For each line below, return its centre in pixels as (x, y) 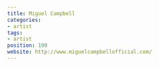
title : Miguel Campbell (41, 13)
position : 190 (28, 45)
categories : (24, 20)
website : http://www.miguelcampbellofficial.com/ (80, 52)
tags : (15, 33)
